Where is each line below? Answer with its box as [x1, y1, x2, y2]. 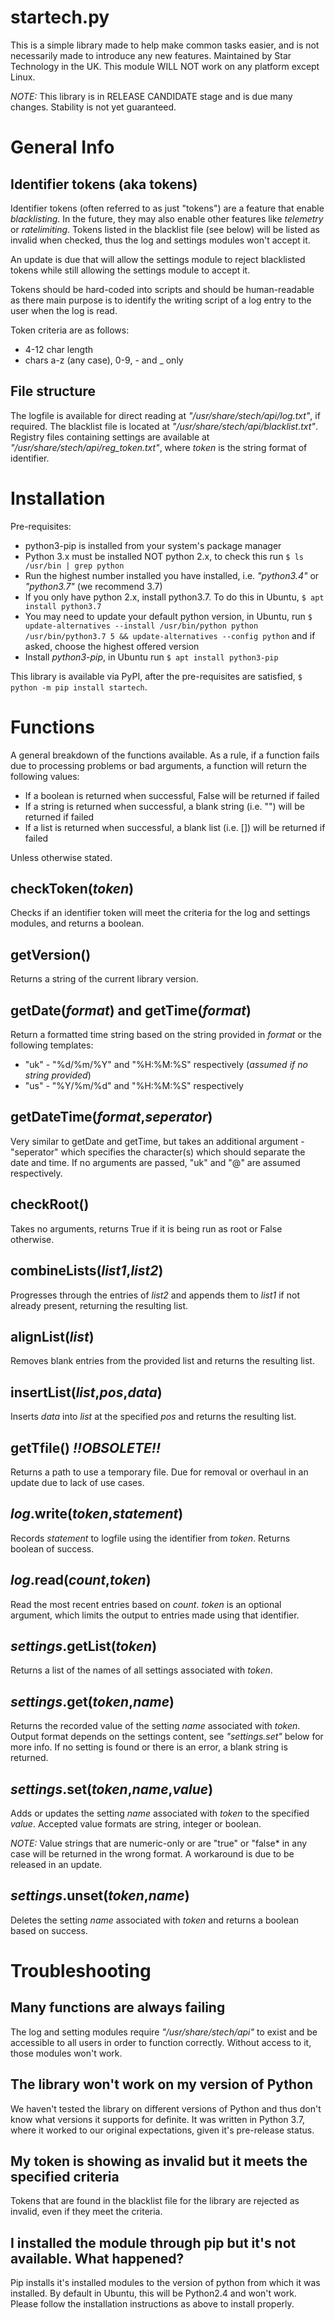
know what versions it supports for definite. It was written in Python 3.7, [10, 2113, 305, 2125]
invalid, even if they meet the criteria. [10, 2206, 163, 2218]
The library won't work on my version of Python [10, 2076, 314, 2093]
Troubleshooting [10, 1960, 152, 1982]
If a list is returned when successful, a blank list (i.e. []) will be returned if [24, 821, 326, 833]
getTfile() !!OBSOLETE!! [10, 1439, 162, 1456]
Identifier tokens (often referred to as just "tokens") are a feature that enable [10, 202, 325, 214]
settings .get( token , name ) [10, 1693, 175, 1710]
